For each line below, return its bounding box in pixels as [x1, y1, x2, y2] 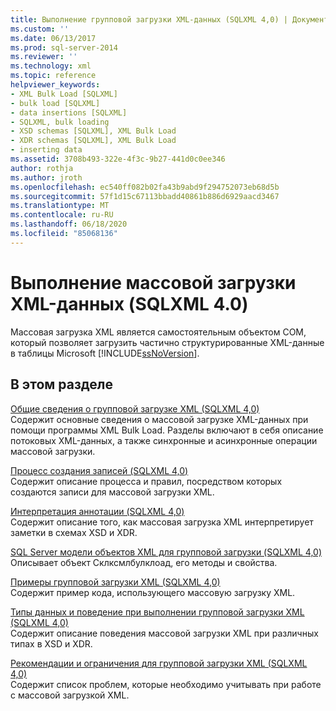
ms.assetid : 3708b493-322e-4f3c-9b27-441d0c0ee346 [10, 154, 226, 164]
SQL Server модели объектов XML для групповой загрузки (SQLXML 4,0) [10, 546, 323, 558]
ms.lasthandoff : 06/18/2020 [10, 219, 128, 230]
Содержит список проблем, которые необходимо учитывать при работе [10, 678, 322, 690]
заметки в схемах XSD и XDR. [10, 526, 138, 538]
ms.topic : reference [10, 71, 97, 81]
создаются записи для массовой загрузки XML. [10, 486, 215, 498]
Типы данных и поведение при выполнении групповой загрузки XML [10, 606, 305, 618]
